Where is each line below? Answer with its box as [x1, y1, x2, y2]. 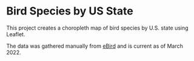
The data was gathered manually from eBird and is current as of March [6, 42, 184, 50]
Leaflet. [6, 30, 25, 37]
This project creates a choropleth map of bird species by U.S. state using [6, 24, 189, 31]
